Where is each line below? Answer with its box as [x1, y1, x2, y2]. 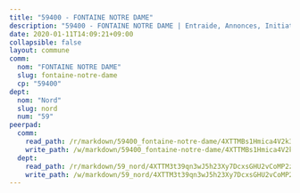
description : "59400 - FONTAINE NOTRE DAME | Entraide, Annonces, [9, 21, 262, 30]
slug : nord [17, 104, 58, 113]
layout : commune [9, 46, 70, 55]
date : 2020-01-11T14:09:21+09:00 [9, 29, 134, 38]
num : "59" [17, 112, 54, 121]
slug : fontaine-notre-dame [17, 71, 118, 80]
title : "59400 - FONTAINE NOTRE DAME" [9, 12, 154, 22]
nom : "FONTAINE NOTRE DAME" [17, 63, 122, 72]
